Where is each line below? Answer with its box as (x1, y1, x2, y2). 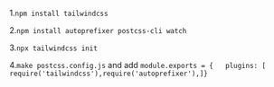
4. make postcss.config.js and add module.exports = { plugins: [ (9, 60, 267, 70)
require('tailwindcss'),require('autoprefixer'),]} (9, 69, 208, 78)
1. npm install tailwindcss (9, 8, 109, 18)
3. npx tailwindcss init (9, 42, 98, 53)
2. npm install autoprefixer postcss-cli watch (9, 25, 187, 35)
